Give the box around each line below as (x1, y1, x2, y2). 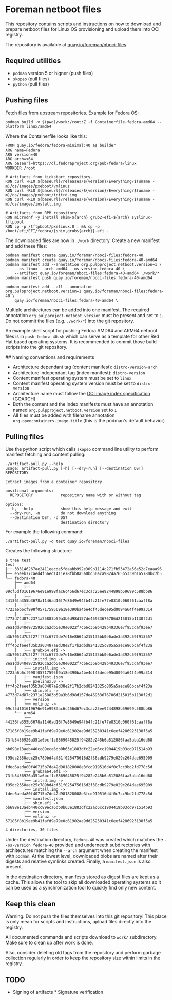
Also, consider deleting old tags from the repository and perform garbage (5, 950, 161, 956)
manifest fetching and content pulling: (5, 451, 86, 458)
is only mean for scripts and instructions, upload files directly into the (5, 919, 152, 925)
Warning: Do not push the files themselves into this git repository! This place (5, 913, 167, 919)
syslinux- (131, 215, 153, 220)
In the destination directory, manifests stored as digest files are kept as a (5, 874, 159, 880)
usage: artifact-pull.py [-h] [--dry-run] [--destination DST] (5, 466, 144, 471)
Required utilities (5, 57, 61, 65)
